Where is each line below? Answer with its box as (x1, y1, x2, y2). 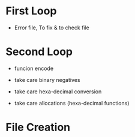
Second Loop (5, 45, 73, 59)
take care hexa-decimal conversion (14, 88, 102, 95)
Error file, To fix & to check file (14, 24, 89, 31)
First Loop (5, 4, 57, 18)
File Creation (5, 121, 71, 134)
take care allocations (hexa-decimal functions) (14, 99, 130, 106)
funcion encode (14, 65, 54, 72)
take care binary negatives (14, 76, 80, 83)
